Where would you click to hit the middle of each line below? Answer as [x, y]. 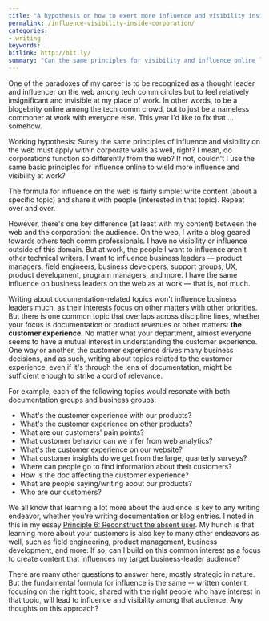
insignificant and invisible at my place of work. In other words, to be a [123, 100]
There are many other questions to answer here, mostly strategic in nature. [132, 574]
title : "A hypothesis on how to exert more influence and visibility [127, 16]
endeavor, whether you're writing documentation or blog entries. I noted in [131, 516]
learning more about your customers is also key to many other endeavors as [134, 533]
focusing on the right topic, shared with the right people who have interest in [134, 591]
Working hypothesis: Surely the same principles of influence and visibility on [134, 141]
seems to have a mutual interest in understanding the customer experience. [133, 341]
